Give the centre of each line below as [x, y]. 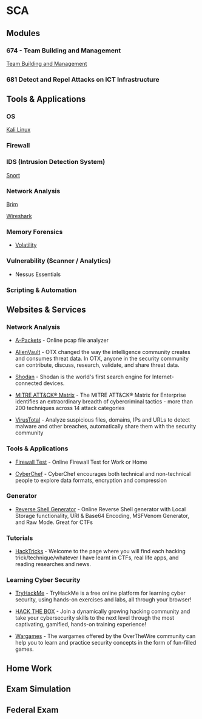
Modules [23, 33]
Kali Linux [19, 130]
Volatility [26, 245]
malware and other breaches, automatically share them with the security [106, 427]
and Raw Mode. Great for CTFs [54, 522]
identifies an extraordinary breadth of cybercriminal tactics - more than [104, 402]
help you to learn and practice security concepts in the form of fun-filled [106, 643]
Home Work [29, 668]
